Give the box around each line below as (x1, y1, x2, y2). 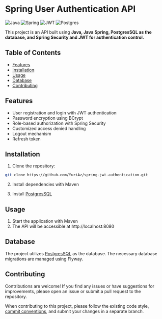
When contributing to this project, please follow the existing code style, (5, 303, 149, 309)
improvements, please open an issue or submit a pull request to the (5, 288, 141, 294)
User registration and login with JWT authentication (12, 109, 117, 116)
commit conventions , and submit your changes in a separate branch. (5, 308, 144, 314)
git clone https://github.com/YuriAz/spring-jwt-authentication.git (5, 173, 148, 178)
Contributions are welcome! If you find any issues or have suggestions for (5, 283, 155, 289)
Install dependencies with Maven (12, 182, 80, 187)
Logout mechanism (12, 131, 52, 136)
